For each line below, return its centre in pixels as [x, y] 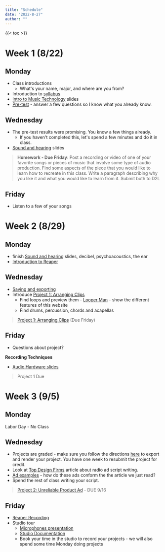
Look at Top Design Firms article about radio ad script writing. [75, 470]
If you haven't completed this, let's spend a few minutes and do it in [88, 138]
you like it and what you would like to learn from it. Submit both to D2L [89, 179]
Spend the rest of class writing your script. [56, 481]
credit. [19, 465]
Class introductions [32, 83]
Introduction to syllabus [36, 94]
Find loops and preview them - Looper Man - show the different [84, 300]
